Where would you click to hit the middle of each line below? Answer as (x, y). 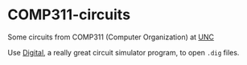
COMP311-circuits (69, 15)
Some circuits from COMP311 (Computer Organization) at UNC (111, 37)
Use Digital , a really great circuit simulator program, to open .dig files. (123, 52)
